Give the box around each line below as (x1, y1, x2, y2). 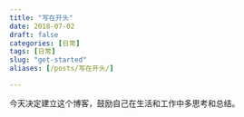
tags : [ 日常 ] (9, 47, 56, 56)
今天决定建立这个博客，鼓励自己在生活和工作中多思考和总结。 (9, 97, 240, 109)
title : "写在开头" (9, 13, 74, 23)
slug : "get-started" (9, 55, 88, 64)
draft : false (9, 30, 59, 39)
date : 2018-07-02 (9, 22, 75, 31)
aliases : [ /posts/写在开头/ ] (9, 64, 114, 73)
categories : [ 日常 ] (9, 38, 81, 48)
